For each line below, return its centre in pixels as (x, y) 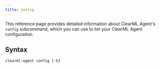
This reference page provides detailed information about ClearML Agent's (80, 24)
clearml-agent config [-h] (33, 61)
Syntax (16, 50)
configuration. (19, 34)
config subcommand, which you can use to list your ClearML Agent (74, 29)
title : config (20, 10)
